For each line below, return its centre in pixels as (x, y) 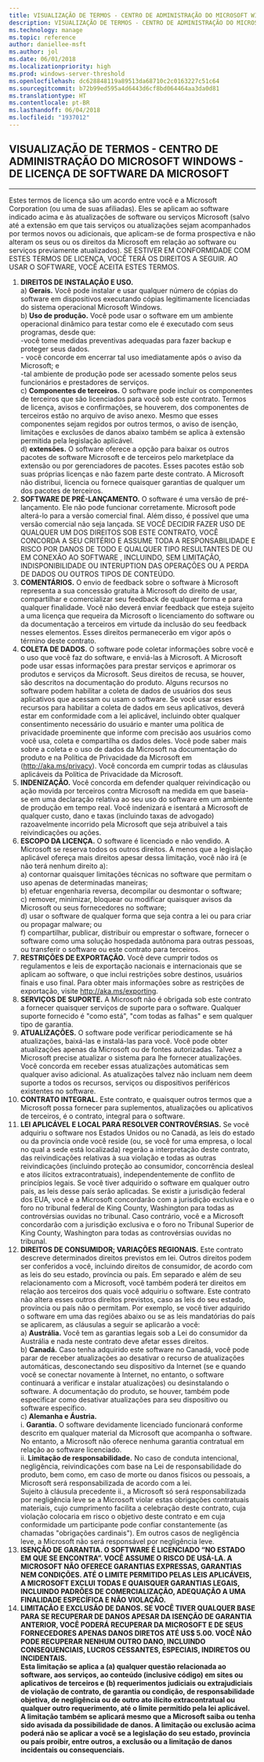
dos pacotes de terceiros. (61, 491)
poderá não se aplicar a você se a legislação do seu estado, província (135, 1733)
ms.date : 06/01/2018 (43, 60)
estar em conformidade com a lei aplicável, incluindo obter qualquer (130, 716)
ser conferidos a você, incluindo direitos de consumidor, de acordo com (136, 1266)
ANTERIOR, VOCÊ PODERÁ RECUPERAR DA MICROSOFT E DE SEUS (132, 1625)
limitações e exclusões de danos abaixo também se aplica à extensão (132, 432)
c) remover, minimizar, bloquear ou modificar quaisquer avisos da (126, 899)
